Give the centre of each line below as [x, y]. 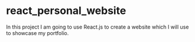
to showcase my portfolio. [38, 33]
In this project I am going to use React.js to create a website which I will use [97, 27]
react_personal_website [66, 11]
